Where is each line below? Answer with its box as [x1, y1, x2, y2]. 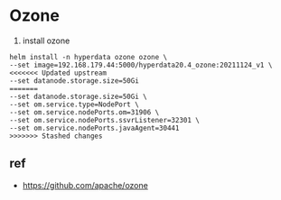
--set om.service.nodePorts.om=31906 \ [9, 107, 160, 117]
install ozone [22, 35, 70, 46]
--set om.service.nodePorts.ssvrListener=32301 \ [9, 115, 201, 124]
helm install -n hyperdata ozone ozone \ [9, 52, 168, 61]
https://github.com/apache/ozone [22, 179, 149, 190]
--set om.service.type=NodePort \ [9, 100, 140, 109]
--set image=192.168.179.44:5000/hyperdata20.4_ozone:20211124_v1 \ [9, 60, 273, 69]
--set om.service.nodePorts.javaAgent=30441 [9, 123, 180, 132]
